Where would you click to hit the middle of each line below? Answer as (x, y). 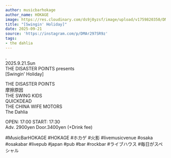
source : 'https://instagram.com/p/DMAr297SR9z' (57, 34)
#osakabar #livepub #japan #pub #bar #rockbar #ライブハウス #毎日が (80, 144)
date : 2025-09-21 (24, 29)
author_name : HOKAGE (27, 15)
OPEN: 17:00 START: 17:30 (33, 122)
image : (12, 19)
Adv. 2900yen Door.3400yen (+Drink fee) (49, 127)
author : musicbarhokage (31, 10)
